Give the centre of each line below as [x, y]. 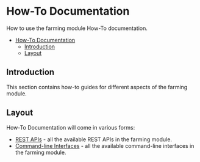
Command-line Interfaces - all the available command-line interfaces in [105, 145]
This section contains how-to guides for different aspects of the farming [97, 87]
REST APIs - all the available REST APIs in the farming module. [94, 139]
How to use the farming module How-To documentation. [77, 28]
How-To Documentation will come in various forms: [71, 127]
